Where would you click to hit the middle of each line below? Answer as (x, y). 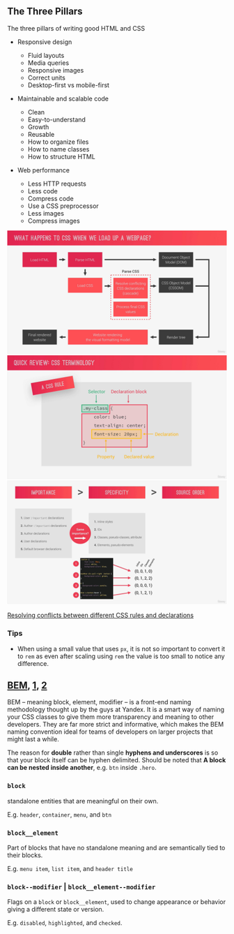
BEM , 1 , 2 (27, 685)
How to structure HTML (61, 156)
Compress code (51, 198)
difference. (33, 663)
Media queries (48, 63)
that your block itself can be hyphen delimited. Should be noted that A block (117, 760)
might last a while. (33, 739)
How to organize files (58, 142)
